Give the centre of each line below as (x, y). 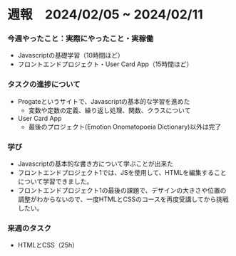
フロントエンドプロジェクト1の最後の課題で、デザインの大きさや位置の (122, 191)
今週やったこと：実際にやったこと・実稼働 (81, 38)
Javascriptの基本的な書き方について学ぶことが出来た (96, 164)
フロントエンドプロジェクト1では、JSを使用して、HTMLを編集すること (122, 173)
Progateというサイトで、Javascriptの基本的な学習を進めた (104, 101)
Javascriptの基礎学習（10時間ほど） (71, 55)
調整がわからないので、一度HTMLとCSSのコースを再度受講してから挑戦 (123, 199)
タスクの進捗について (44, 85)
